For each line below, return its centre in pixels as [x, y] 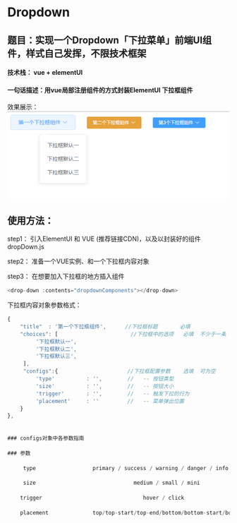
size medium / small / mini [111, 483]
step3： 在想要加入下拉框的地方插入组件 [66, 277]
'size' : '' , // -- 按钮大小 [105, 386]
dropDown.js [26, 247]
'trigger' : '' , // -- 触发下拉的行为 [113, 393]
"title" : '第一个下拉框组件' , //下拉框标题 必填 [105, 326]
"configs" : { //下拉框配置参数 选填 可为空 [120, 371]
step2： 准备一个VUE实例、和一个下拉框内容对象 [78, 261]
